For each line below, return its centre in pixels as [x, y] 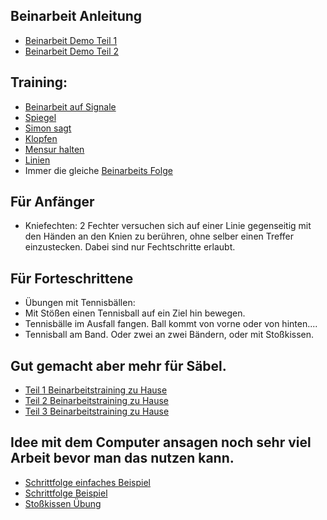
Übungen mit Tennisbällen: [80, 303]
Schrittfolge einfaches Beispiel [87, 482]
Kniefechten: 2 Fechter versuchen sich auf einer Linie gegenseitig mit [168, 226]
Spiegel [40, 117]
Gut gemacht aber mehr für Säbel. [118, 365]
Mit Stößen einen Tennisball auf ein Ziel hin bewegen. [135, 313]
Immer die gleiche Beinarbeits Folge [98, 170]
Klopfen [41, 138]
